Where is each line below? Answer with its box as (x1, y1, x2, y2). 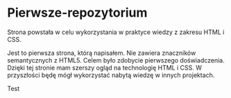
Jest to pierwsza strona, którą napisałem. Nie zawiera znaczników (7, 49, 196, 57)
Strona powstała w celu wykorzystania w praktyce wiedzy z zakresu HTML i (7, 28, 225, 36)
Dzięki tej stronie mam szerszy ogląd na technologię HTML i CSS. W (7, 63, 203, 72)
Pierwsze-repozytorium (7, 5, 148, 21)
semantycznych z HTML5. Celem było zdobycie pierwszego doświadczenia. (7, 56, 225, 64)
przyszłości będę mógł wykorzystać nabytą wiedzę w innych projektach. (7, 71, 215, 79)
